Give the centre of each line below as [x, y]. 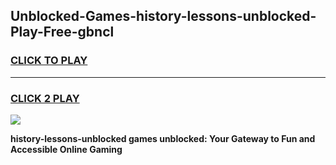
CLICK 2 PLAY [45, 98]
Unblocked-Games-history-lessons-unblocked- [163, 16]
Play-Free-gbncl [62, 32]
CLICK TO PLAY [49, 61]
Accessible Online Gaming [66, 149]
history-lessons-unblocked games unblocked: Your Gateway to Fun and [163, 138]
